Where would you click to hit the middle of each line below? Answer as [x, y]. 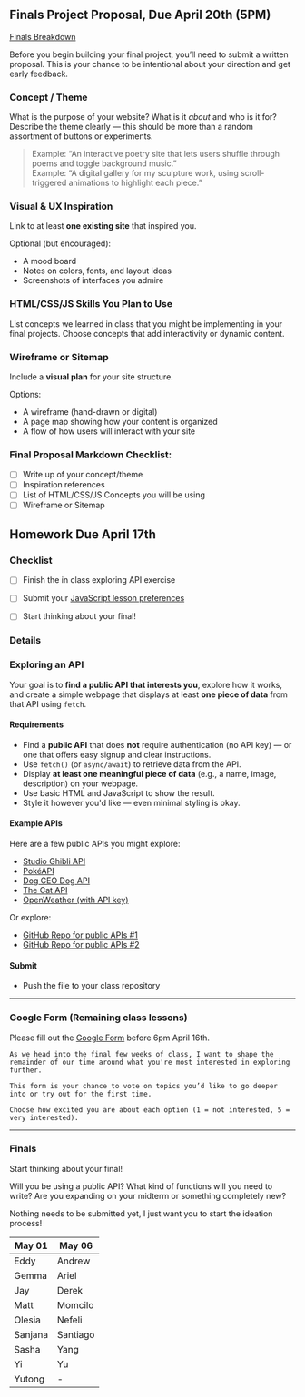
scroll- [252, 173]
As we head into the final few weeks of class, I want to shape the [142, 1054]
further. [26, 1070]
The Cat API [45, 890]
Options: [25, 394]
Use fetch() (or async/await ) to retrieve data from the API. [132, 764]
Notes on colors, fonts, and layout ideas [97, 271]
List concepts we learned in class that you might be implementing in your [146, 324]
